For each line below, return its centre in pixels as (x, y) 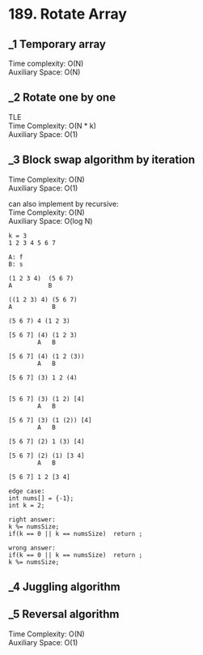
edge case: (27, 491)
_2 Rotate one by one (62, 98)
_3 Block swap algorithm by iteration (102, 160)
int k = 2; (27, 505)
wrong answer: (32, 548)
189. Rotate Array (68, 14)
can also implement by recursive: (63, 203)
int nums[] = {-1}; (41, 498)
